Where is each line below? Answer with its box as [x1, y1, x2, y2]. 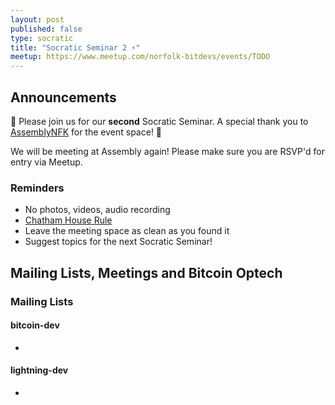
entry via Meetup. [10, 156, 83, 168]
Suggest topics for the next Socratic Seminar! [24, 236, 213, 248]
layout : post [10, 14, 65, 25]
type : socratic [10, 33, 74, 43]
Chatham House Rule [24, 214, 113, 226]
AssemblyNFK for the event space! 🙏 [10, 126, 163, 138]
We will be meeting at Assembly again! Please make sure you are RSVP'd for [10, 145, 325, 157]
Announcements [10, 89, 117, 106]
